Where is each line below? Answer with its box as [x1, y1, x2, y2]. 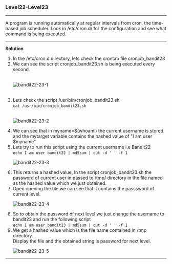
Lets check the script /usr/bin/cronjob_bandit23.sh [12, 97, 120, 103]
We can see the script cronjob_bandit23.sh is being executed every [12, 61, 155, 67]
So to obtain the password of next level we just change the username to [12, 211, 165, 217]
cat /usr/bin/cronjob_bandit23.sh [12, 103, 87, 108]
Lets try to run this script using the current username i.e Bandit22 [12, 144, 151, 150]
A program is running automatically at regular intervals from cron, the [5, 20, 151, 26]
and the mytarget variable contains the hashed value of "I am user [12, 133, 153, 139]
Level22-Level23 [5, 4, 49, 11]
